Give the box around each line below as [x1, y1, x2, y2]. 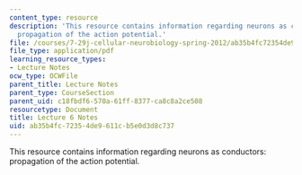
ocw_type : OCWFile [9, 72, 78, 81]
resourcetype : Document [9, 105, 99, 114]
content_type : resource [9, 13, 99, 22]
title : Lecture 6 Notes [9, 113, 99, 122]
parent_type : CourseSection [9, 88, 115, 97]
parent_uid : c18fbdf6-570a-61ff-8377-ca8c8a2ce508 [9, 96, 203, 106]
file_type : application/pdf [9, 47, 115, 56]
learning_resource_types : [9, 55, 106, 64]
